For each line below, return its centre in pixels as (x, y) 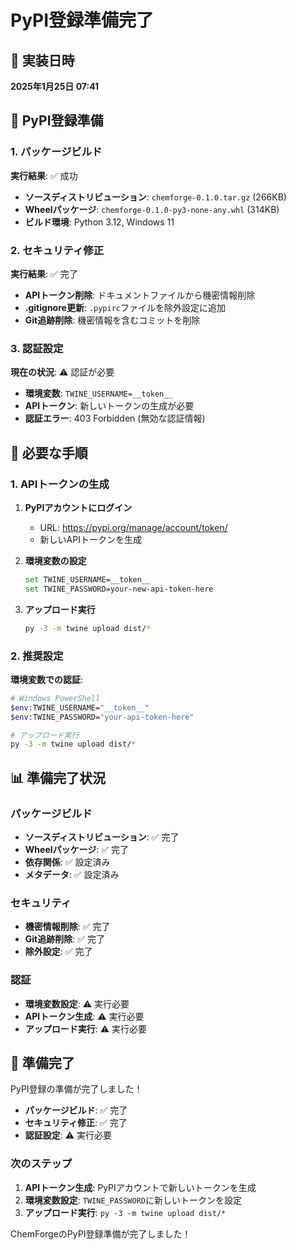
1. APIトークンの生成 (60, 484)
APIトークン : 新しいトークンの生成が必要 (109, 406)
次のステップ (41, 1164)
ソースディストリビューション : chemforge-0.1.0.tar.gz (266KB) (155, 197)
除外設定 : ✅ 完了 (58, 952)
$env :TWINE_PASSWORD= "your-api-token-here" (102, 717)
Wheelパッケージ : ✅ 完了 (76, 849)
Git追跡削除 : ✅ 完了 (64, 939)
